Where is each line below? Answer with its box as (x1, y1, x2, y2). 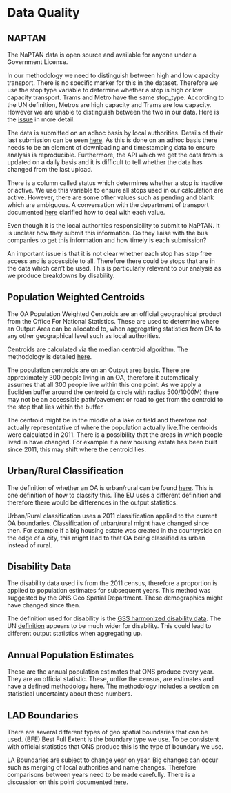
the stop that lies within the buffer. (7, 402, 105, 411)
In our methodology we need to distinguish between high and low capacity (7, 71, 219, 79)
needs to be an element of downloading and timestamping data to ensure (7, 144, 216, 151)
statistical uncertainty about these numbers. (7, 689, 132, 698)
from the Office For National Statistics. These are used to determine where (7, 317, 219, 325)
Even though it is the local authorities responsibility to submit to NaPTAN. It (7, 222, 220, 229)
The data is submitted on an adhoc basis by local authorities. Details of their (7, 129, 223, 137)
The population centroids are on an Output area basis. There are (7, 366, 190, 374)
